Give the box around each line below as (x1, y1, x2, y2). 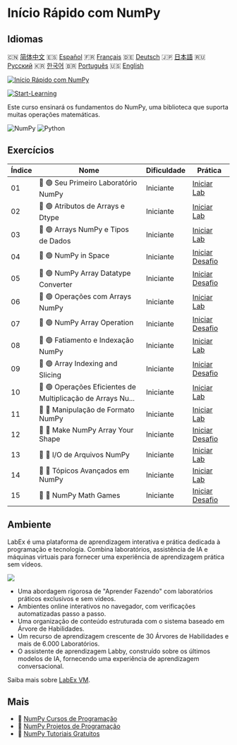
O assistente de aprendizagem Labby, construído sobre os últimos (17, 647, 210, 655)
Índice (11, 165, 32, 175)
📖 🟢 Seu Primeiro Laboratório (38, 178, 138, 188)
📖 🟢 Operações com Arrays (38, 291, 132, 301)
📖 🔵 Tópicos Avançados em (38, 466, 130, 476)
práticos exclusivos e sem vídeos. (17, 594, 116, 602)
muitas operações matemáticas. (7, 111, 101, 119)
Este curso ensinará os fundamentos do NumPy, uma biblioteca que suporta (7, 103, 229, 111)
